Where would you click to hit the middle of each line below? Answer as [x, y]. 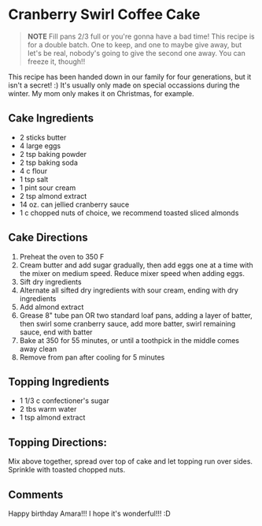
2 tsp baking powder [53, 154]
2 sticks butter [43, 137]
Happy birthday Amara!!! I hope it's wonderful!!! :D [89, 513]
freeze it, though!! [56, 62]
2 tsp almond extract [53, 196]
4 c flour [33, 170]
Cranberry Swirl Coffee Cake [104, 15]
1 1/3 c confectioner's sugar [65, 401]
